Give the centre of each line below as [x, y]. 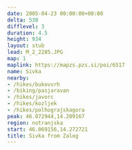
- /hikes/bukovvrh [34, 84]
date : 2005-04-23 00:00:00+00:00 [55, 13]
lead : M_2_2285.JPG [35, 53]
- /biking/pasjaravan [38, 91]
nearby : [18, 78]
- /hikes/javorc [30, 97]
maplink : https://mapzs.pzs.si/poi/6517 [66, 65]
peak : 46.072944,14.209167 [46, 116]
